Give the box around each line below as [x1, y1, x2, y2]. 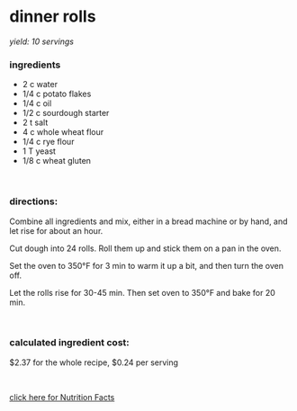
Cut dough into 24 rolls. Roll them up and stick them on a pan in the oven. [9, 243, 282, 254]
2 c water [22, 79, 58, 90]
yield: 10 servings [9, 36, 75, 47]
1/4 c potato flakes [22, 88, 92, 100]
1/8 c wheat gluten [22, 156, 92, 166]
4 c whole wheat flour [22, 127, 104, 138]
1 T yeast [22, 146, 57, 156]
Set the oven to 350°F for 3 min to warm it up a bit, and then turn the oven [9, 260, 283, 271]
